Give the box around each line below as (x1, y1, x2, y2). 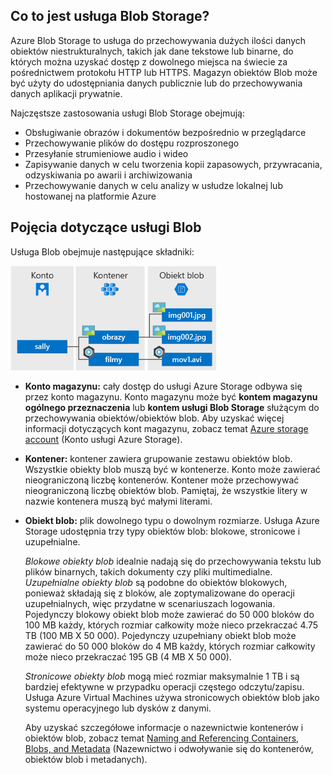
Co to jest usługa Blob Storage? (10, 8, 210, 25)
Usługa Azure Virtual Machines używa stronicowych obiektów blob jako (24, 691, 320, 703)
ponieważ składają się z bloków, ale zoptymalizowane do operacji (24, 587, 295, 599)
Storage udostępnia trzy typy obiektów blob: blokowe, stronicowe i (24, 525, 301, 537)
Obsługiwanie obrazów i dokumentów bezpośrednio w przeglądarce (24, 126, 307, 138)
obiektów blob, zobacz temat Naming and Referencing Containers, (24, 732, 300, 744)
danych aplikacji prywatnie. (10, 87, 123, 99)
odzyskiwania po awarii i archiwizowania (24, 169, 193, 181)
